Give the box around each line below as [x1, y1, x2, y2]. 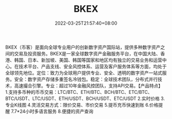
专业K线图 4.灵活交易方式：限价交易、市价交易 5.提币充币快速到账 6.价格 [5, 102, 159, 108]
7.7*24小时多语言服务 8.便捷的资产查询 [11, 108, 94, 114]
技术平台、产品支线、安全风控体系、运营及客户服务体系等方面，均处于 [18, 63, 167, 69]
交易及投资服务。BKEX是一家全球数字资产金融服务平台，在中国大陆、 [14, 50, 161, 56]
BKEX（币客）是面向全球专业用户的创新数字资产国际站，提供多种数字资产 [5, 44, 161, 50]
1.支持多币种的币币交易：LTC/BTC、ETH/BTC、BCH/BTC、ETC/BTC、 [5, 89, 153, 95]
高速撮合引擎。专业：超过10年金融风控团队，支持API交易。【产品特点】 [14, 83, 163, 89]
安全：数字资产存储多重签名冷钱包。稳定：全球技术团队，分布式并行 [14, 76, 158, 82]
